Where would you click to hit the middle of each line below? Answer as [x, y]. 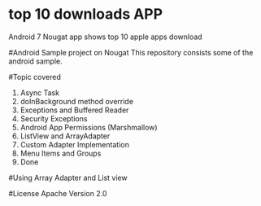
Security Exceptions [54, 118]
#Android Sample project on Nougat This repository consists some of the [131, 52]
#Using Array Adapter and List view [68, 178]
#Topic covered [35, 77]
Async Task [39, 92]
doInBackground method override [77, 101]
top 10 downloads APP [86, 14]
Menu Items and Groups [61, 153]
